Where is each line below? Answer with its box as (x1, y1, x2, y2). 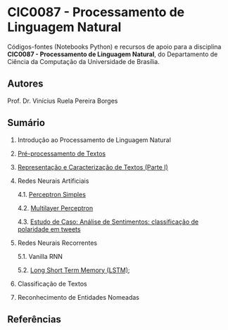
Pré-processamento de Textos (17, 149, 106, 158)
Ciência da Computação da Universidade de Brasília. (7, 57, 160, 65)
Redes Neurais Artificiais (17, 177, 89, 185)
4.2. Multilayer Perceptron (17, 203, 94, 212)
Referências (7, 313, 62, 325)
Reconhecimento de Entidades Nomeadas (17, 293, 139, 301)
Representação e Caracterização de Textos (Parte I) (17, 163, 169, 171)
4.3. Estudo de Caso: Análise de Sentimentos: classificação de (17, 217, 199, 226)
